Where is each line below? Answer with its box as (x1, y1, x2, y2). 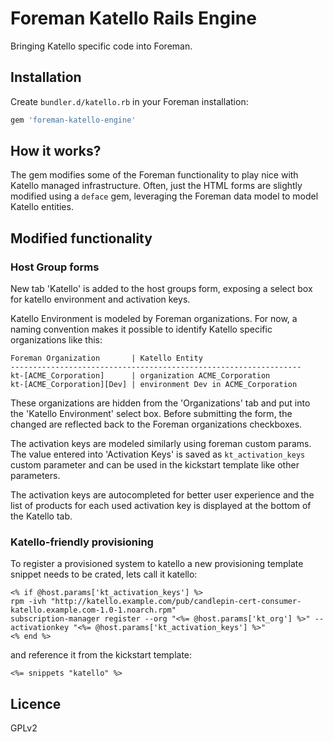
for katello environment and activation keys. (10, 293, 191, 306)
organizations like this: (10, 334, 103, 346)
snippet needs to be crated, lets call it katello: (10, 568, 198, 581)
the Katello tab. (10, 510, 73, 522)
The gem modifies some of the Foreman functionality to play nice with (10, 169, 299, 181)
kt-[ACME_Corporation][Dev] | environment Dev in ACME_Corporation (10, 380, 298, 390)
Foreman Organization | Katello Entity (10, 353, 203, 364)
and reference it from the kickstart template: (10, 649, 193, 661)
